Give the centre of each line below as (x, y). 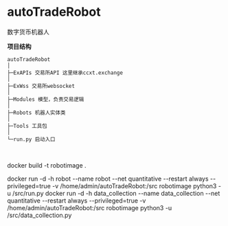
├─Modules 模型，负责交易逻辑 (46, 99)
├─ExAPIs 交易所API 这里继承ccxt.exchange (65, 73)
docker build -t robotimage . (47, 165)
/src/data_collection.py (39, 215)
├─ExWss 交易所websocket (41, 86)
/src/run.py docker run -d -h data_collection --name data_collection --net (116, 193)
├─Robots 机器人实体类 (36, 113)
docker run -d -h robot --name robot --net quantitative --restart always (108, 179)
